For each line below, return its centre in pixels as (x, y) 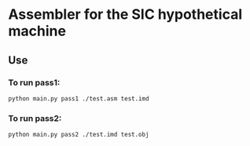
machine (37, 31)
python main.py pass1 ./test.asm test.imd (79, 99)
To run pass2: (35, 118)
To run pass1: (34, 82)
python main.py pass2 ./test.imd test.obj (79, 135)
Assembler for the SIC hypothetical (125, 15)
